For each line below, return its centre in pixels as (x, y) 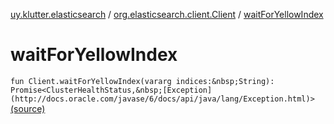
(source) (28, 108)
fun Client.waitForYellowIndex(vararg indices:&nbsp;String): (142, 81)
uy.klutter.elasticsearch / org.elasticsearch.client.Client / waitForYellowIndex (167, 14)
